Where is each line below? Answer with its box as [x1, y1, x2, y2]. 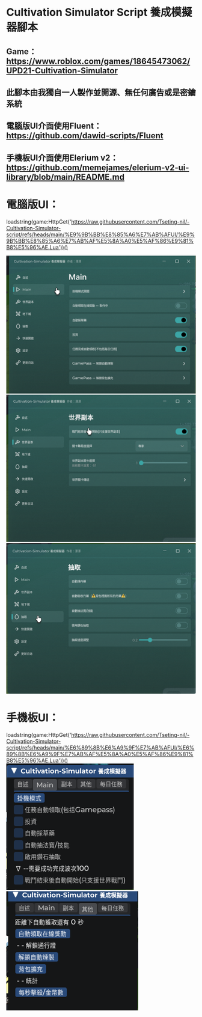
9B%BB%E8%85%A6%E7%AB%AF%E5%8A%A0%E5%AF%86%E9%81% [6, 237, 194, 244]
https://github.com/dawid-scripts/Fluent [6, 130, 164, 141]
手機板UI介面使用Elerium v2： [6, 153, 118, 163]
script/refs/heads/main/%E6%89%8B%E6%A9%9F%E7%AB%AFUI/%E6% [6, 744, 195, 751]
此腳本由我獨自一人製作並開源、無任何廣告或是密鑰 [6, 87, 196, 97]
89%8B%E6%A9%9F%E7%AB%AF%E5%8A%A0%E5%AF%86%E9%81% [6, 751, 194, 758]
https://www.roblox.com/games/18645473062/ [6, 56, 191, 66]
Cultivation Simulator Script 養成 [6, 5, 171, 19]
